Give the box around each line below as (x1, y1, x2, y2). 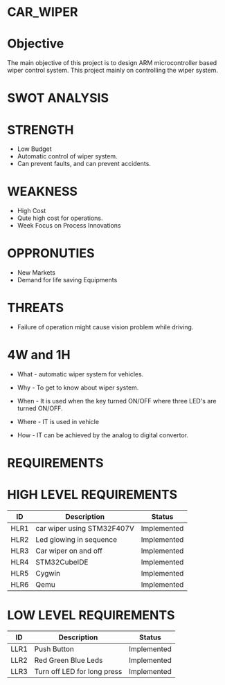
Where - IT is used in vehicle (17, 418, 99, 426)
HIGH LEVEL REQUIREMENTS (7, 487, 178, 502)
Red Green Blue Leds (34, 655, 103, 665)
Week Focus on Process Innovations (17, 221, 121, 230)
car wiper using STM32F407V (35, 524, 135, 533)
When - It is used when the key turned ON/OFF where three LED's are (17, 397, 217, 405)
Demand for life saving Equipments (17, 276, 118, 284)
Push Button (34, 644, 74, 654)
